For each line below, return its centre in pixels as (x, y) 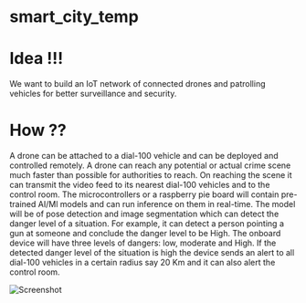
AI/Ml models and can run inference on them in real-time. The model (167, 204)
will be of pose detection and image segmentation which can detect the (144, 214)
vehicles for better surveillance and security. (93, 94)
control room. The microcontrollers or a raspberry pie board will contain (144, 194)
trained (23, 204)
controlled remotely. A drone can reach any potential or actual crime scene (150, 165)
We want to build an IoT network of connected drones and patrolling (137, 84)
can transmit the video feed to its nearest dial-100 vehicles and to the (140, 185)
